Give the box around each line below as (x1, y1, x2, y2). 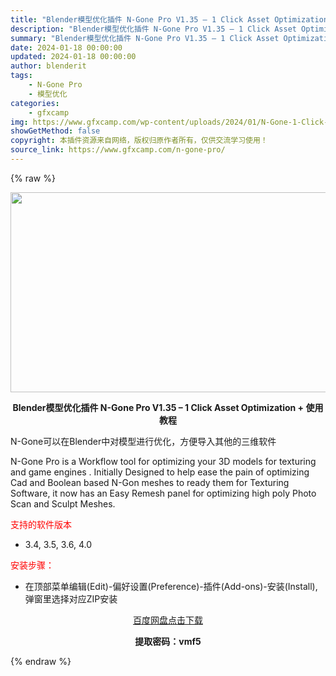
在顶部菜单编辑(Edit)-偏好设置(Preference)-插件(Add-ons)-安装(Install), (24, 580, 318, 592)
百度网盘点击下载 (133, 614, 203, 626)
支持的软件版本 (10, 518, 72, 530)
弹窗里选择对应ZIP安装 (24, 592, 118, 605)
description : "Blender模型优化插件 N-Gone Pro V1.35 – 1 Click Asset (10, 24, 297, 34)
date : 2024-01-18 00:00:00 (10, 42, 123, 53)
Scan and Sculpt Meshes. (10, 497, 116, 510)
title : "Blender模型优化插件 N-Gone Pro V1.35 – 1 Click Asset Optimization (10, 14, 329, 25)
